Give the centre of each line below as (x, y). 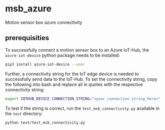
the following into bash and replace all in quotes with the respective (74, 84)
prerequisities (27, 38)
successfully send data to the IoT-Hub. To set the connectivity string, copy (81, 79)
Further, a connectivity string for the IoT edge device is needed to (72, 74)
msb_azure (28, 9)
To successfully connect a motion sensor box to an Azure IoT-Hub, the (77, 50)
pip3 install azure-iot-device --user (45, 64)
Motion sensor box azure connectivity (44, 22)
